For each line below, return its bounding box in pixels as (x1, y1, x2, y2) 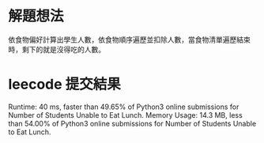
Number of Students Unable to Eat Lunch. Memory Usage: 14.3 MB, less (8, 110, 243, 119)
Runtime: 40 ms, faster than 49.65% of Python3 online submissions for (8, 102, 239, 111)
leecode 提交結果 (8, 76, 121, 93)
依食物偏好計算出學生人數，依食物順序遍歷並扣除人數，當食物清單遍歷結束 (8, 35, 251, 44)
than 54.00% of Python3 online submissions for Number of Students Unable (8, 119, 257, 128)
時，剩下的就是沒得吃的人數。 (8, 44, 105, 54)
